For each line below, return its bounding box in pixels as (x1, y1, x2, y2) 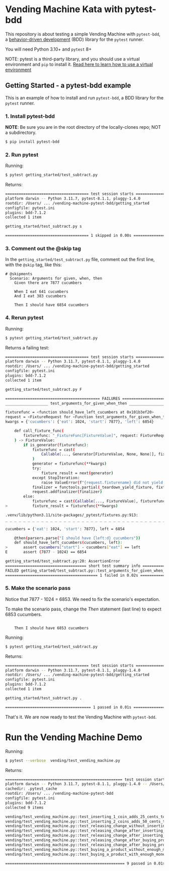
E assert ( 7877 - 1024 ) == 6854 (5, 549, 87, 555)
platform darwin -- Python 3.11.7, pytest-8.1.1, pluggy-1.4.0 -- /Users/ (5, 782, 165, 787)
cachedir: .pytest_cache (5, 786, 57, 791)
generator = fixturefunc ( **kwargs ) (32, 461, 107, 467)
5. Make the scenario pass (5, 585, 71, 592)
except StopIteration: (32, 475, 80, 480)
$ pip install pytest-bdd (5, 139, 59, 144)
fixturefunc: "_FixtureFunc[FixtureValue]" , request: (23, 433, 138, 438)
